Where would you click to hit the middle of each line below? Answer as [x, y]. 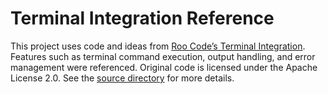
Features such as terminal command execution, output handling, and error [163, 56]
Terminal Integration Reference [142, 18]
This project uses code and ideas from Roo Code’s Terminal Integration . [158, 46]
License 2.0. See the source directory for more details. [122, 78]
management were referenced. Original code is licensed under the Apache [164, 67]
